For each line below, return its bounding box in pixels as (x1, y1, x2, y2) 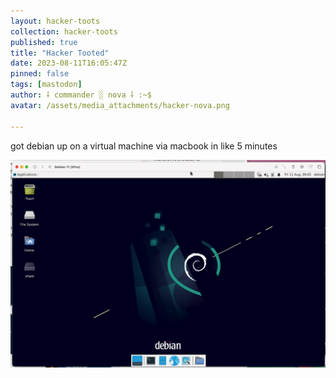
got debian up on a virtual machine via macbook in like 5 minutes (10, 140, 278, 152)
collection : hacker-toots (10, 26, 118, 37)
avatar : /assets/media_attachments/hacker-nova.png (10, 100, 230, 110)
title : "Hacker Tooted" (10, 48, 110, 58)
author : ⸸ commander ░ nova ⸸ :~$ (10, 90, 152, 100)
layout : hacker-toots (10, 16, 101, 26)
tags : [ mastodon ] (10, 80, 83, 90)
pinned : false (10, 69, 70, 79)
